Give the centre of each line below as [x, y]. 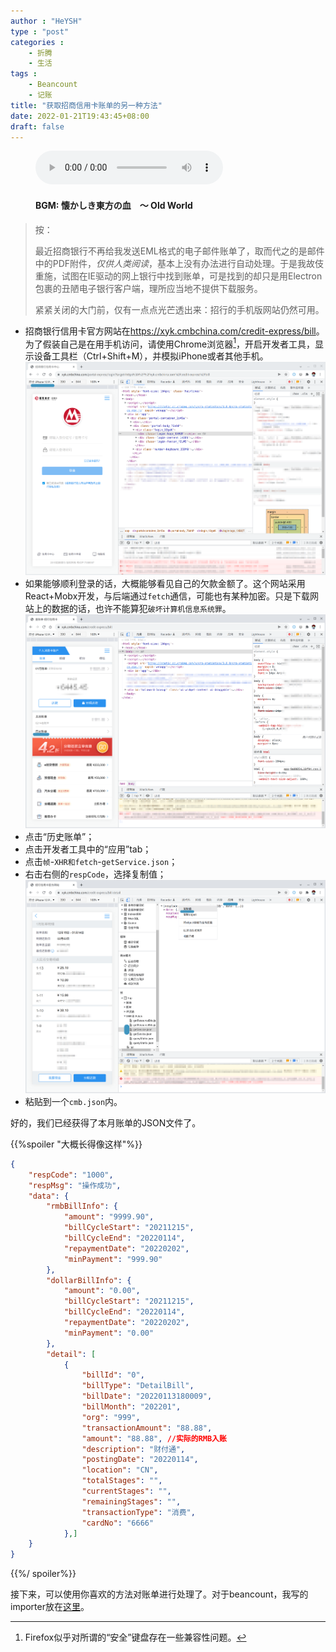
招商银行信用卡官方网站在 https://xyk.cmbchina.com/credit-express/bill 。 [174, 331]
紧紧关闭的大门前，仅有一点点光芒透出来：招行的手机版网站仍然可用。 [179, 309]
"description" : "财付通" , [133, 1449]
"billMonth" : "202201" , [131, 1407]
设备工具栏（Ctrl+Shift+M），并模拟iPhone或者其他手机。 [151, 356]
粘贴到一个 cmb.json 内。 [73, 1101]
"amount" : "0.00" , [102, 1291]
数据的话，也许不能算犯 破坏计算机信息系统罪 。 [141, 609]
